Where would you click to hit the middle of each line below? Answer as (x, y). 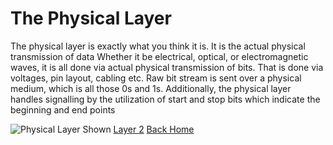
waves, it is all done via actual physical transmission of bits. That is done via (167, 67)
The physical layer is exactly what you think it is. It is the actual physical (158, 46)
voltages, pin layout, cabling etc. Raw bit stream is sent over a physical (156, 78)
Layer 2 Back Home (154, 129)
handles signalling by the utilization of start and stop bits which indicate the (165, 99)
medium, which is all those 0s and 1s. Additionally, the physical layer (151, 88)
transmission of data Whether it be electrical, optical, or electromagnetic (159, 56)
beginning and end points (63, 109)
